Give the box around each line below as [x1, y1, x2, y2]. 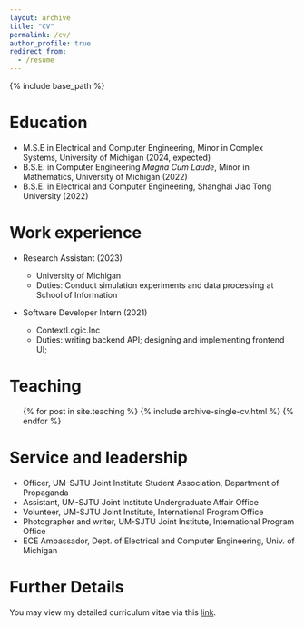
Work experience [9, 223, 142, 244]
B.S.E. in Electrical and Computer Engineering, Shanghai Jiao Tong [22, 181, 272, 192]
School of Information [35, 289, 118, 300]
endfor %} [22, 415, 62, 426]
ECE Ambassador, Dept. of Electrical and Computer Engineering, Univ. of [22, 535, 295, 546]
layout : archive [9, 13, 71, 23]
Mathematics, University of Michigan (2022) [22, 171, 188, 182]
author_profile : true [9, 38, 92, 48]
